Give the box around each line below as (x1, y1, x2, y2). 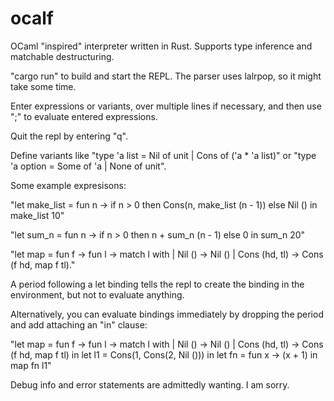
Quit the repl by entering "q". (10, 130, 128, 142)
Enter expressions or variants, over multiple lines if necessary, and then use (10, 100, 322, 112)
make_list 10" (10, 209, 65, 221)
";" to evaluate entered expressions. (10, 110, 158, 122)
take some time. (10, 80, 77, 92)
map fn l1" (10, 359, 52, 371)
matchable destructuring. (10, 50, 115, 62)
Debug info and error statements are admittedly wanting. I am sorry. (10, 378, 290, 391)
